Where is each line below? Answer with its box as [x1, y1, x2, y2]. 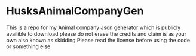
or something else [6, 43, 51, 50]
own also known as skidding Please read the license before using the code [6, 36, 190, 43]
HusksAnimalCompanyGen [6, 4, 144, 18]
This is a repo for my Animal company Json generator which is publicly [6, 24, 181, 31]
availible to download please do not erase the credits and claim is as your [6, 30, 187, 37]
